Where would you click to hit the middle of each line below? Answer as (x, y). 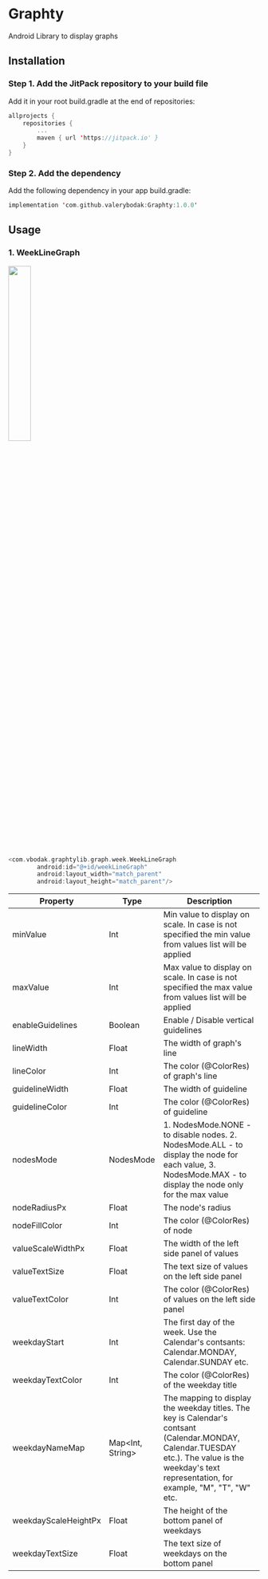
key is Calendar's (195, 1418)
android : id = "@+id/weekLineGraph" (93, 867)
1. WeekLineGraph (44, 253)
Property (57, 901)
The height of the (195, 1510)
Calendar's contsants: (204, 1342)
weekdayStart (38, 1342)
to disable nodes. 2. (200, 1135)
